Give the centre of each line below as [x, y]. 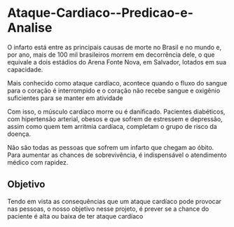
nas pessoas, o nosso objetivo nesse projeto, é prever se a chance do [108, 209]
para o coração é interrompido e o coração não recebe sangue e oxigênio [114, 90]
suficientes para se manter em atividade [65, 98]
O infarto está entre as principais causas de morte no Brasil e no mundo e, [115, 47]
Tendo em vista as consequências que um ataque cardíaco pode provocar [115, 201]
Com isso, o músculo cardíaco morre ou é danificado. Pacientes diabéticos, [116, 111]
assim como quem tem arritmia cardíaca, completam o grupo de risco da [112, 126]
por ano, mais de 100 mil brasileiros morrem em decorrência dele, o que [111, 55]
